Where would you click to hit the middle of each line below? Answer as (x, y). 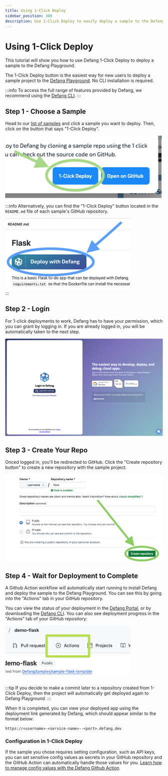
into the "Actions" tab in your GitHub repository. (54, 598)
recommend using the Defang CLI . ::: (43, 96)
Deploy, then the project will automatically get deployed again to (83, 693)
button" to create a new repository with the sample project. (66, 467)
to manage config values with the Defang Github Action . (63, 768)
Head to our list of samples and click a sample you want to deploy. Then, (80, 124)
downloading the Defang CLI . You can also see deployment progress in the (82, 613)
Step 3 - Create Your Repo (46, 450)
